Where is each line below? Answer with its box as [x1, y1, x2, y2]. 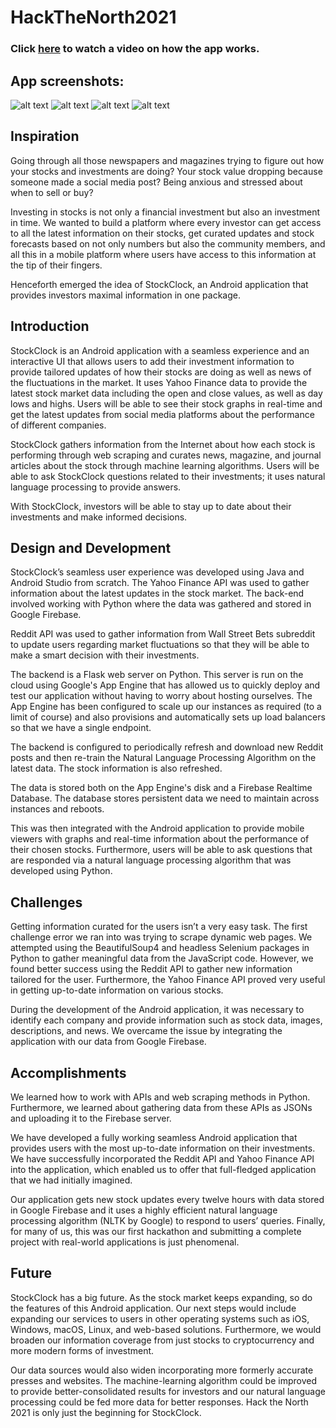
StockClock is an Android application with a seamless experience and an [10, 344, 310, 356]
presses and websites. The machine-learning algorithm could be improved [10, 1374, 317, 1386]
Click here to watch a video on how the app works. [10, 42, 260, 56]
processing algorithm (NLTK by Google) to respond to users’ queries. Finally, [10, 1214, 326, 1226]
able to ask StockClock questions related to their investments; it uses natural [10, 470, 326, 482]
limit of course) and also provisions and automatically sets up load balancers [10, 711, 326, 723]
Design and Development [10, 539, 172, 556]
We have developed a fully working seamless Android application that [10, 1131, 298, 1143]
